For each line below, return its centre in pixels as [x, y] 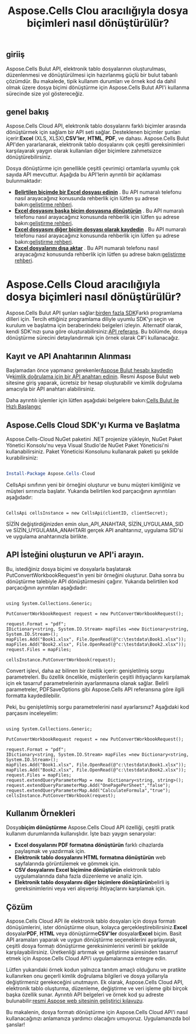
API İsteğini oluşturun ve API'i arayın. [75, 555]
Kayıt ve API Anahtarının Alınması [69, 356]
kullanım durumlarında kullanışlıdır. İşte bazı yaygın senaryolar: [81, 834]
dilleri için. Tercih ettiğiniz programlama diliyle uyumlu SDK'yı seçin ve [90, 319]
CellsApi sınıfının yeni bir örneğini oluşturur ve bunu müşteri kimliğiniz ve [93, 485]
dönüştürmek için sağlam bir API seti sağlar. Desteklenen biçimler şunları [93, 132]
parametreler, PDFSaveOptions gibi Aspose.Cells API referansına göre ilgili [95, 689]
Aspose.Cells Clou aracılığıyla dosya [98, 11]
